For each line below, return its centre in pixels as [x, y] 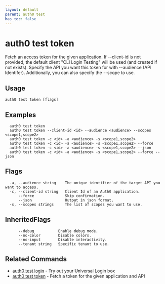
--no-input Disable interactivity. [62, 240]
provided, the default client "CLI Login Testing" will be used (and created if [81, 62]
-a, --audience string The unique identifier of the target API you [85, 183]
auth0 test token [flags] [32, 100]
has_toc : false [21, 19]
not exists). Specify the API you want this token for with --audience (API [78, 68]
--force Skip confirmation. [62, 196]
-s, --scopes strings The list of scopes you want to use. [76, 204]
